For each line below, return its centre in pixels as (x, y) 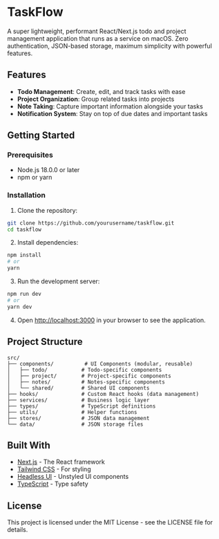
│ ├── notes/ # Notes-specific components (86, 382)
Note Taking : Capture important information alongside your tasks (110, 106)
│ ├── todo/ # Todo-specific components (85, 370)
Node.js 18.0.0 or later (48, 170)
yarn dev (20, 307)
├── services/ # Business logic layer (78, 400)
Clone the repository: (47, 210)
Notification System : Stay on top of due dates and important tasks (112, 113)
